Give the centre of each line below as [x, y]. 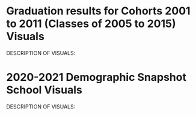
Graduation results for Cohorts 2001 [98, 11]
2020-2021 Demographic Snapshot [96, 78]
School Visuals [44, 90]
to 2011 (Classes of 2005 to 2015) [91, 24]
